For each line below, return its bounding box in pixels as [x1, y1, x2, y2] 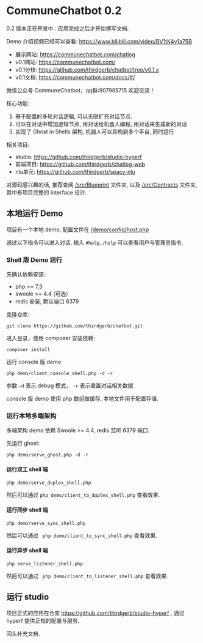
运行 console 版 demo [6, 359, 62, 366]
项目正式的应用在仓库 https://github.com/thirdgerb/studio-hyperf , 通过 [6, 609, 185, 617]
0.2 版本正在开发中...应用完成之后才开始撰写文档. [6, 24, 129, 32]
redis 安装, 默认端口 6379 [15, 298, 79, 305]
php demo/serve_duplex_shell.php [6, 480, 91, 486]
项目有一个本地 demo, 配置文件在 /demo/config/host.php [6, 226, 149, 233]
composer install [6, 347, 51, 353]
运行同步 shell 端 [6, 506, 49, 514]
